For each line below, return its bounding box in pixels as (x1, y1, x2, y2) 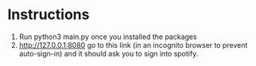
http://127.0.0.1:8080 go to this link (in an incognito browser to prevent (18, 40, 248, 49)
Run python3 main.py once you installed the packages (18, 32, 197, 41)
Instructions (7, 6, 90, 24)
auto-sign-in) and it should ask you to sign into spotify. (18, 49, 199, 58)
